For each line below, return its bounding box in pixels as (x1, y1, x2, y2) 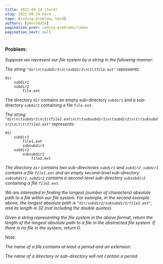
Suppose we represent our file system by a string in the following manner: (5, 57, 153, 63)
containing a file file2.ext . (5, 180, 60, 186)
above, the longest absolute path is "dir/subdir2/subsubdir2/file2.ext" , (5, 200, 152, 206)
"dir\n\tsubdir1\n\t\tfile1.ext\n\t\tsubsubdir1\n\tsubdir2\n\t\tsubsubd (5, 117, 158, 122)
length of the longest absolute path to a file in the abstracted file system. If (5, 220, 156, 226)
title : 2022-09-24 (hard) (5, 7, 57, 12)
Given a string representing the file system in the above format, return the (5, 215, 153, 221)
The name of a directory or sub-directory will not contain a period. (5, 253, 139, 259)
